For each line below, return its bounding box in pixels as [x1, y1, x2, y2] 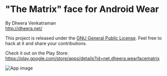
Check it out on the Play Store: [5, 50, 69, 56]
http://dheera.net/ [5, 25, 43, 31]
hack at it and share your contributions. [5, 40, 87, 46]
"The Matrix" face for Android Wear [5, 3, 159, 15]
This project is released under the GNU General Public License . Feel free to [5, 35, 162, 41]
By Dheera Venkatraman [5, 20, 56, 26]
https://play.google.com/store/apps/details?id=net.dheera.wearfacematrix [5, 55, 160, 61]
